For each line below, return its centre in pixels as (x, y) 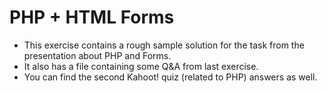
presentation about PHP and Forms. (97, 55)
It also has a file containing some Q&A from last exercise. (141, 66)
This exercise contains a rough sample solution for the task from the (164, 45)
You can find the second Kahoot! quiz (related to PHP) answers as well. (170, 77)
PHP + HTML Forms (92, 17)
